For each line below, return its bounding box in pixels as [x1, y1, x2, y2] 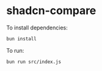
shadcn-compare [6, 4, 97, 18]
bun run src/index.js [6, 59, 62, 65]
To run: [6, 47, 24, 54]
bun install [6, 35, 37, 42]
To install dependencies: [6, 24, 68, 31]
